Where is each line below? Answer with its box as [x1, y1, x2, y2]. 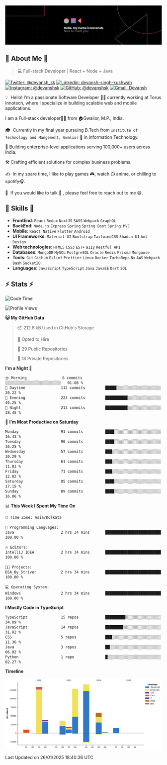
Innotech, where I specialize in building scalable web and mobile [5, 100, 137, 106]
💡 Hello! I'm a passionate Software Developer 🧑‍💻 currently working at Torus [5, 94, 162, 100]
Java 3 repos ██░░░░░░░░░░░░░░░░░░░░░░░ [5, 645, 162, 650]
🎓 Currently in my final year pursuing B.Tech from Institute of [5, 127, 138, 133]
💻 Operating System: [5, 585, 50, 590]
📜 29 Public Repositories [17, 346, 68, 352]
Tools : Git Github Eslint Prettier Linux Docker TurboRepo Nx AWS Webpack [12, 254, 161, 260]
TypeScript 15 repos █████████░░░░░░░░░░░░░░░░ [5, 615, 162, 620]
